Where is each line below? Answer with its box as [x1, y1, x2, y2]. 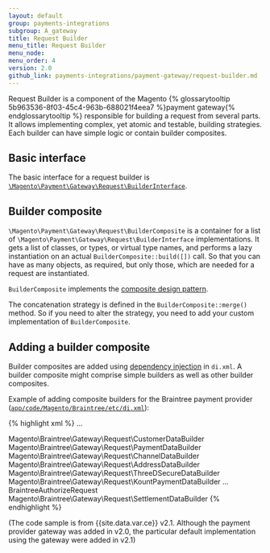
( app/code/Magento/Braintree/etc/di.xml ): [8, 403, 150, 413]
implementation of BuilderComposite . [8, 317, 131, 327]
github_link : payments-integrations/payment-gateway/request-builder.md [8, 72, 258, 80]
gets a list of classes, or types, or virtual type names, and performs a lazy [8, 243, 252, 253]
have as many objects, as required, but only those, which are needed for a [8, 260, 255, 270]
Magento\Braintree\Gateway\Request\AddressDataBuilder [8, 460, 200, 469]
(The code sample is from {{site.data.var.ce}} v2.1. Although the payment [8, 518, 251, 528]
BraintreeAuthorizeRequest [8, 485, 98, 495]
